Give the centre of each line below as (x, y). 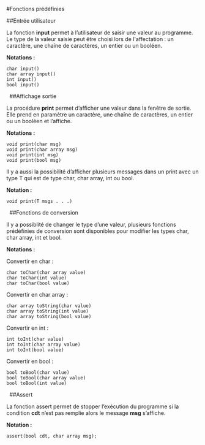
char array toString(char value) (49, 306)
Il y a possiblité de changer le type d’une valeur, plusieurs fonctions (91, 224)
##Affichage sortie (33, 96)
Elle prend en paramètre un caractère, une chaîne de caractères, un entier (100, 115)
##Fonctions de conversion (43, 213)
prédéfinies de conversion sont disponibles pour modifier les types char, (98, 231)
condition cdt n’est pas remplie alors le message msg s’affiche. (86, 413)
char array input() (31, 74)
